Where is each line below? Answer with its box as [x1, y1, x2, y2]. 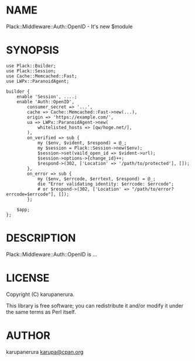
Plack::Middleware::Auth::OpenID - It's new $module [6, 23, 133, 30]
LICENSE [6, 271, 50, 285]
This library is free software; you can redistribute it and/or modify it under [6, 302, 184, 309]
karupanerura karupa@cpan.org [6, 348, 84, 355]
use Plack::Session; [6, 68, 57, 74]
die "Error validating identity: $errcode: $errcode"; [37, 181, 175, 187]
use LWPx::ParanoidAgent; [6, 78, 69, 84]
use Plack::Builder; [6, 63, 57, 69]
